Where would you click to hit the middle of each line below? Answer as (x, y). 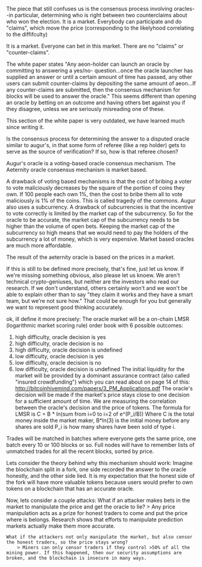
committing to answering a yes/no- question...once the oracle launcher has (99, 71)
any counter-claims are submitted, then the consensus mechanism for (93, 90)
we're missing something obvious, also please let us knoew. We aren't (93, 275)
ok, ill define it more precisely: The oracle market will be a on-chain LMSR (98, 319)
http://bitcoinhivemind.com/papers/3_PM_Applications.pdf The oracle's (104, 388)
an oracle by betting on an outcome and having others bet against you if (96, 103)
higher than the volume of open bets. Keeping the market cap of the (90, 226)
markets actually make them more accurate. (61, 526)
